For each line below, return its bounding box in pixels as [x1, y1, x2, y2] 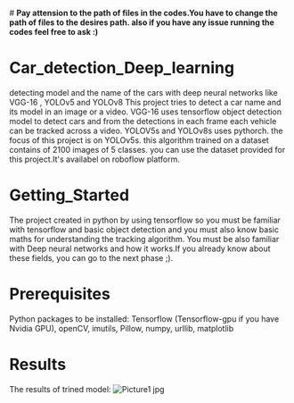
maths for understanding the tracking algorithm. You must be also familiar [9, 233, 280, 244]
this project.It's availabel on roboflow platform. [9, 154, 180, 164]
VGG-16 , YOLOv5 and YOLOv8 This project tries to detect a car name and [9, 97, 282, 107]
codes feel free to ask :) [9, 27, 99, 37]
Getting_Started [9, 185, 130, 206]
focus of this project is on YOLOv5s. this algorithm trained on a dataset [9, 134, 269, 146]
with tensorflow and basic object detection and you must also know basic [9, 223, 279, 235]
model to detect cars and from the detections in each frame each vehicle [9, 115, 277, 126]
